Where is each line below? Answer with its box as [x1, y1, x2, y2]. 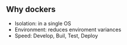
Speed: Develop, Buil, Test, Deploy [14, 32, 98, 39]
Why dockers [6, 5, 56, 14]
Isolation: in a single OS [14, 20, 71, 27]
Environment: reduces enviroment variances [14, 26, 122, 33]
